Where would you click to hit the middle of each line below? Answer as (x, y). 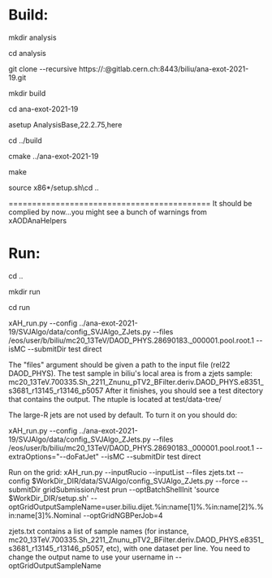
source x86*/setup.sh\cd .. (54, 188)
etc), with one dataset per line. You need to (178, 548)
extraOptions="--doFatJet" (54, 456)
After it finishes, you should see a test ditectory (184, 390)
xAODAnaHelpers (38, 220)
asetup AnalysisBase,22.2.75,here (65, 124)
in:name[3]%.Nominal (45, 515)
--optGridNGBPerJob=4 (123, 515)
